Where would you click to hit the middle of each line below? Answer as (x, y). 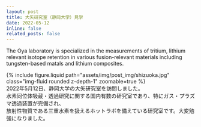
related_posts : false (33, 34)
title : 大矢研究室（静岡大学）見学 (45, 17)
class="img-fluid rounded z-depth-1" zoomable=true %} (76, 82)
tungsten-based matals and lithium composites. (65, 64)
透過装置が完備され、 (38, 103)
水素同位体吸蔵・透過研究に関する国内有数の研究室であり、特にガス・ (93, 96)
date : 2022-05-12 (28, 23)
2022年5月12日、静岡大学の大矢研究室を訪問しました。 (75, 89)
